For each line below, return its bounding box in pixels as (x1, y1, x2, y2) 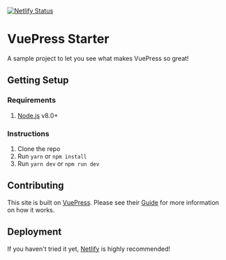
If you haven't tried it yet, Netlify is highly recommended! (7, 245, 171, 253)
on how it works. (7, 205, 55, 214)
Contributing (7, 180, 64, 192)
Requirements (7, 95, 56, 105)
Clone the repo (17, 144, 61, 153)
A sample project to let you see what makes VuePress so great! (7, 54, 190, 62)
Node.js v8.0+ (17, 111, 59, 120)
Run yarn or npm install (17, 152, 87, 160)
